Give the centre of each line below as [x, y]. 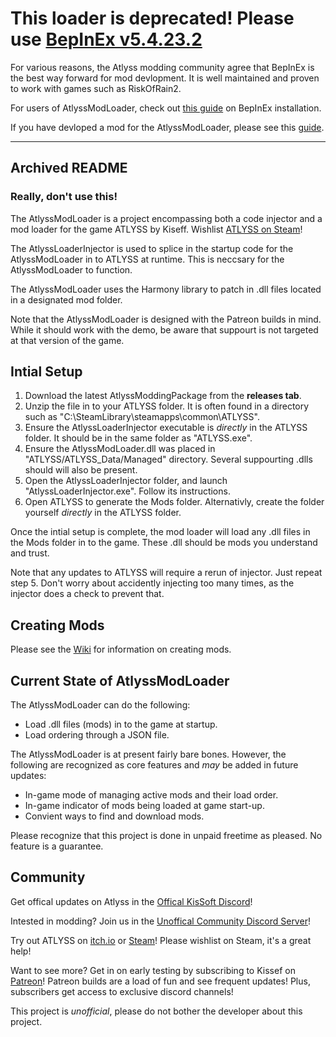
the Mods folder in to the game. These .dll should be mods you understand [164, 543]
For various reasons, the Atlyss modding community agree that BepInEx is [162, 67]
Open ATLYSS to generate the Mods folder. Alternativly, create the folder [174, 502]
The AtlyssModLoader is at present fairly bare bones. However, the [148, 754]
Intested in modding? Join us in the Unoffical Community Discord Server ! [160, 921]
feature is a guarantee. [57, 846]
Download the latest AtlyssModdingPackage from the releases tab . [163, 396]
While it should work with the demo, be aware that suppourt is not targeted [164, 329]
